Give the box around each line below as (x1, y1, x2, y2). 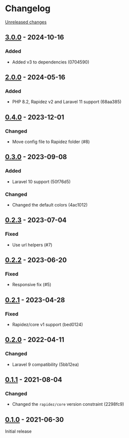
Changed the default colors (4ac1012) (12, 202, 88, 208)
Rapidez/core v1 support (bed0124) (12, 322, 83, 328)
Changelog (5, 3, 51, 14)
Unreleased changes (5, 19, 47, 25)
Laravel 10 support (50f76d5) (12, 179, 71, 185)
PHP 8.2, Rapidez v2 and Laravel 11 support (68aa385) (12, 99, 122, 105)
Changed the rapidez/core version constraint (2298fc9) (12, 401, 124, 407)
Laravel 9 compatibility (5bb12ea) (12, 361, 79, 367)
